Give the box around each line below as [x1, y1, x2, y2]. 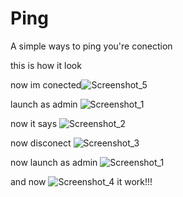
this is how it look [10, 59, 82, 71]
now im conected [10, 78, 82, 91]
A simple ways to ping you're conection [10, 40, 173, 52]
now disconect [10, 137, 72, 149]
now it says [10, 117, 58, 129]
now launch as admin [10, 156, 98, 168]
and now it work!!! [10, 175, 153, 187]
